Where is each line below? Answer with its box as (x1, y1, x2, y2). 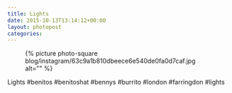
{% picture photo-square (25, 49, 98, 58)
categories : (7, 30, 43, 37)
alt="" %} (25, 64, 53, 73)
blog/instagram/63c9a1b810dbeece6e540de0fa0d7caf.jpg (25, 57, 196, 66)
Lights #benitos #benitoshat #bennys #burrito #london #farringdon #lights (7, 78, 225, 87)
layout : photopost (7, 23, 62, 30)
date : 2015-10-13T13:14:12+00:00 (7, 17, 106, 24)
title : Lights (7, 10, 50, 18)
